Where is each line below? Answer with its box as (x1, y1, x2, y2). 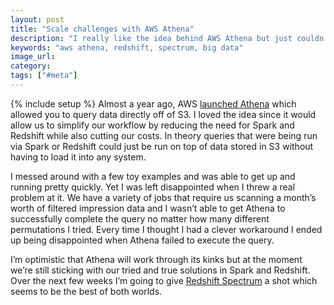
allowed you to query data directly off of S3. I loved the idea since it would (10, 108, 317, 120)
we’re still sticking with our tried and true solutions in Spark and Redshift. (10, 264, 311, 276)
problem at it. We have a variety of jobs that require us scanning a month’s (10, 191, 317, 203)
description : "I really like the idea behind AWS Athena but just (10, 33, 293, 43)
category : (10, 61, 52, 71)
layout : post (10, 14, 65, 25)
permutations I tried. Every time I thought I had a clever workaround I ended (10, 223, 323, 235)
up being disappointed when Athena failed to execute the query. (10, 234, 275, 246)
